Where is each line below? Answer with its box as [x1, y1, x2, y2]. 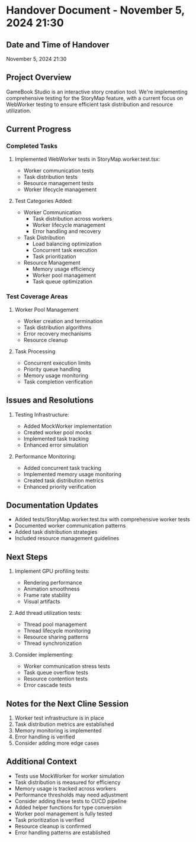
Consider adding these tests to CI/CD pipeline [14, 797, 127, 805]
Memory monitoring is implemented [14, 727, 102, 734]
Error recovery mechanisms [23, 330, 92, 337]
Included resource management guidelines [14, 535, 120, 542]
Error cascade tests [23, 682, 72, 689]
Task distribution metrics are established [14, 721, 114, 728]
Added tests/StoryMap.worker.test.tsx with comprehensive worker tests [14, 516, 191, 523]
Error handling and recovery [32, 227, 101, 234]
